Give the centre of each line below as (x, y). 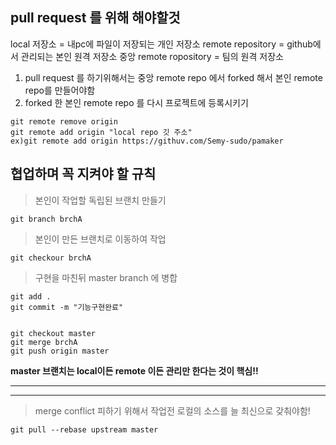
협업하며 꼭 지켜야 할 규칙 (83, 174)
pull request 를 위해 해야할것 (95, 18)
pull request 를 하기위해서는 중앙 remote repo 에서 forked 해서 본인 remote (173, 77)
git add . (31, 296)
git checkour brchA (51, 258)
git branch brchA (46, 219)
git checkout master (53, 333)
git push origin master (60, 351)
